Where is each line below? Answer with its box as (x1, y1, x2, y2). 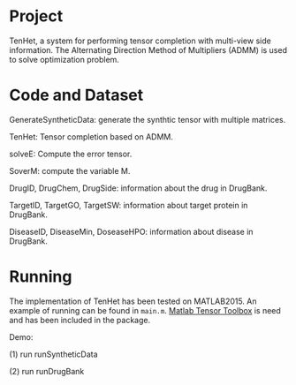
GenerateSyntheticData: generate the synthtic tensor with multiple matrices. (9, 114, 286, 125)
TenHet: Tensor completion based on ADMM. (9, 131, 174, 142)
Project (9, 6, 64, 26)
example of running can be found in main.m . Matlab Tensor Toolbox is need (9, 305, 281, 315)
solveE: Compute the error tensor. (9, 148, 133, 159)
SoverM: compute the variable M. (9, 165, 131, 176)
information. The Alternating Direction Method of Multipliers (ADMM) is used (9, 44, 287, 55)
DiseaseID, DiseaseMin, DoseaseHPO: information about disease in (9, 226, 254, 237)
